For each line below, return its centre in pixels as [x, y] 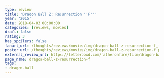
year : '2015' [18, 18]
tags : [10, 63]
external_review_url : [27, 55]
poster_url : [17, 50]
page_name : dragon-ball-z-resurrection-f [48, 59]
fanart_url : [17, 46]
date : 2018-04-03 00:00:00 [32, 23]
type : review [18, 9]
